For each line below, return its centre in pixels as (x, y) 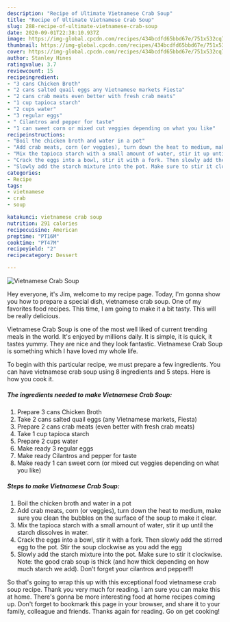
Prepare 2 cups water (48, 441)
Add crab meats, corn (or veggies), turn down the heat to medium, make (119, 510)
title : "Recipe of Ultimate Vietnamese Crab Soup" (81, 20)
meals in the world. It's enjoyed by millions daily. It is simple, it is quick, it (110, 336)
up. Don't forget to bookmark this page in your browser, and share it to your (114, 603)
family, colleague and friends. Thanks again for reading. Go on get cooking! (114, 611)
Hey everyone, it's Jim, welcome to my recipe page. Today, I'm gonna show (114, 294)
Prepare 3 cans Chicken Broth (59, 411)
